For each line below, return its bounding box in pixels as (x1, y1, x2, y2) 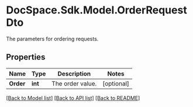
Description (57, 70, 91, 78)
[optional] (102, 80, 130, 88)
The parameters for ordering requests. (6, 35, 99, 42)
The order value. (51, 80, 97, 88)
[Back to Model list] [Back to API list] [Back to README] (6, 94, 140, 101)
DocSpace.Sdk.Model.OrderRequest (6, 4, 187, 17)
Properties (6, 52, 46, 62)
